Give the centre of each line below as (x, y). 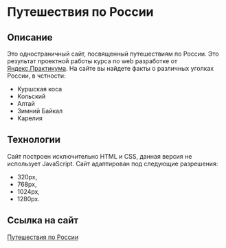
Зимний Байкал (40, 111)
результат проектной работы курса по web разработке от (92, 61)
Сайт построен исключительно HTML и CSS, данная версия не (100, 156)
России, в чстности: (37, 76)
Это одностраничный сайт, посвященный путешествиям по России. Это (113, 54)
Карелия (30, 118)
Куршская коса (39, 89)
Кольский (31, 96)
